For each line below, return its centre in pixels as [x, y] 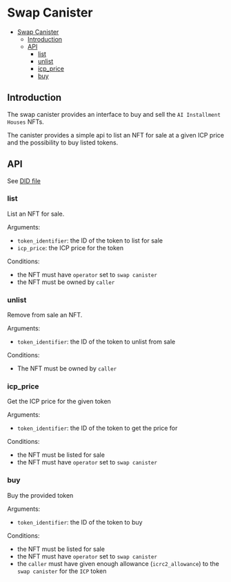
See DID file [24, 180]
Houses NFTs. [26, 122]
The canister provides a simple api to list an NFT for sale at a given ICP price [115, 135]
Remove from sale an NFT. [45, 315]
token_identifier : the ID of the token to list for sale [90, 241]
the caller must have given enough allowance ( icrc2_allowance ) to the [118, 563]
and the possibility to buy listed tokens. [63, 142]
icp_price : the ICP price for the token [70, 247]
